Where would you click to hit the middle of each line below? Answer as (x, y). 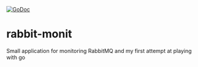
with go (16, 57)
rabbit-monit (39, 34)
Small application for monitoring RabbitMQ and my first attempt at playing (99, 51)
